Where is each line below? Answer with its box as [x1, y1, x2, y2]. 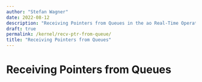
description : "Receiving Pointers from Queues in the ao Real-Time [6, 20, 179, 26]
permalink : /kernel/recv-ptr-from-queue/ [6, 31, 112, 37]
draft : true [6, 25, 36, 32]
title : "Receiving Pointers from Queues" [6, 37, 112, 43]
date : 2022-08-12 [6, 14, 50, 20]
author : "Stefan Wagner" [6, 8, 69, 15]
